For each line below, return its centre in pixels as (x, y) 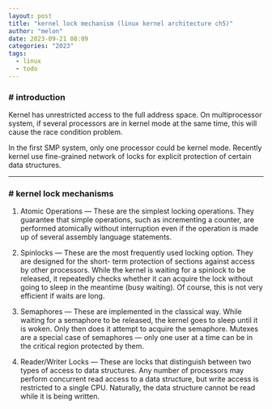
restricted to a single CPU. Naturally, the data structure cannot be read (138, 388)
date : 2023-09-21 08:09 (49, 39)
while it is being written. (59, 396)
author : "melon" (36, 31)
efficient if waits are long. (62, 296)
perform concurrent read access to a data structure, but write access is (139, 379)
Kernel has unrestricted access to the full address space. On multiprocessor (135, 115)
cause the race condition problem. (66, 132)
